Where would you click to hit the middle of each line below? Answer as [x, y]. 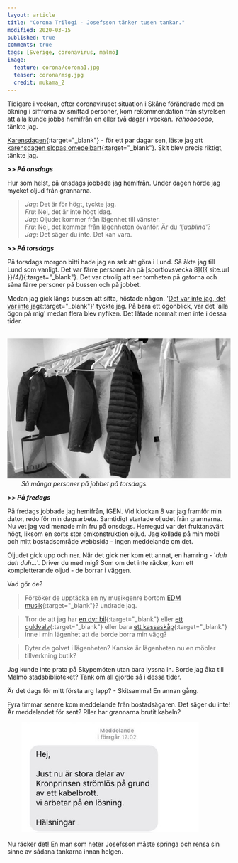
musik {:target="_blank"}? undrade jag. [81, 605]
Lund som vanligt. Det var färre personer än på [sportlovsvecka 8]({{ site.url [118, 269]
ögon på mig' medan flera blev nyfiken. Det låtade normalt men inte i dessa [117, 313]
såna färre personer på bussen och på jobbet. [74, 284]
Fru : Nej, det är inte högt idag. [68, 211]
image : [17, 60]
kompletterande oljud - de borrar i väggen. [69, 570]
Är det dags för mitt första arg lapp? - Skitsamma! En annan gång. [103, 690]
